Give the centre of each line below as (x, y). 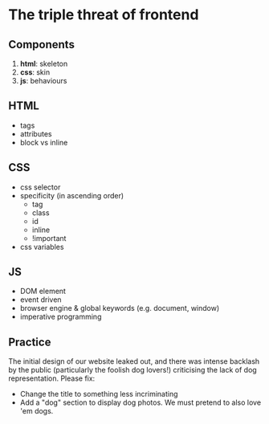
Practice (30, 342)
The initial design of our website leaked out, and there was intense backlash (134, 361)
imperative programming (61, 317)
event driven (41, 300)
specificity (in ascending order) (72, 195)
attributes (36, 133)
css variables (42, 247)
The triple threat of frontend (104, 15)
